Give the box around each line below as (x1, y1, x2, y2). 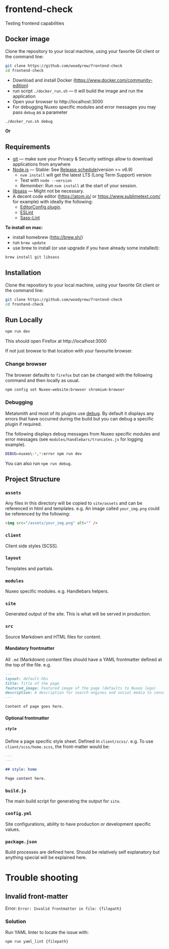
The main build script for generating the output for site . (5, 798, 121, 804)
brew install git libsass (5, 255, 59, 260)
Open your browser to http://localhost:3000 (12, 98, 103, 104)
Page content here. (5, 776, 46, 781)
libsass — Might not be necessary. (12, 188, 84, 194)
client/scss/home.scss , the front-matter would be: (5, 744, 110, 750)
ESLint (20, 209, 34, 215)
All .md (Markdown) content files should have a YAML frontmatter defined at (5, 656, 162, 663)
